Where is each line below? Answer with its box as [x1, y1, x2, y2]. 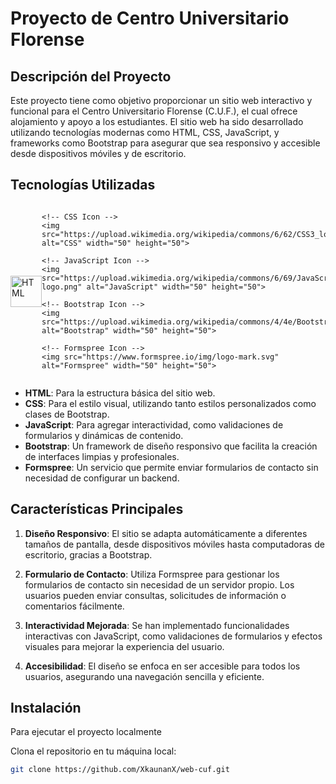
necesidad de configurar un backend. [24, 472, 180, 484]
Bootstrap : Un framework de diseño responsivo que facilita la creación [24, 440, 318, 452]
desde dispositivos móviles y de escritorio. [10, 148, 187, 159]
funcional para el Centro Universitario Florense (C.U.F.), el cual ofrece [10, 105, 298, 117]
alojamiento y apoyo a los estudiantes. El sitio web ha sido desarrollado [10, 116, 304, 127]
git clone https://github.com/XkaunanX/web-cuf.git [10, 765, 230, 775]
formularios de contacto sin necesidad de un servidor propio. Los [24, 578, 295, 591]
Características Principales [10, 501, 184, 518]
